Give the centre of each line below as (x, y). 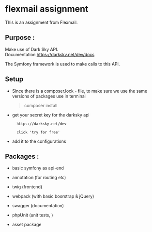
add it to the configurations (39, 141)
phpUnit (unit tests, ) (32, 215)
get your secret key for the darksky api (51, 115)
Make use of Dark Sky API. (32, 49)
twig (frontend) (27, 187)
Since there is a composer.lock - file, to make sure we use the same (80, 91)
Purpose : (20, 38)
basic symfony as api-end (38, 168)
